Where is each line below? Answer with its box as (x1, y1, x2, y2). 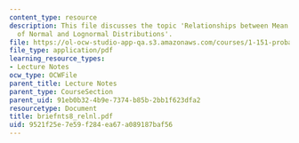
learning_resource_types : (9, 54, 105, 63)
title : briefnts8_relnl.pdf (9, 112, 114, 121)
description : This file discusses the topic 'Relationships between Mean (9, 21, 289, 30)
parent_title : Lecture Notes (9, 79, 117, 88)
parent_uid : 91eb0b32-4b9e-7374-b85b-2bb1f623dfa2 (9, 95, 201, 105)
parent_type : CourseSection (9, 87, 114, 96)
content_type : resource (9, 12, 98, 22)
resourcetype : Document (9, 104, 98, 113)
